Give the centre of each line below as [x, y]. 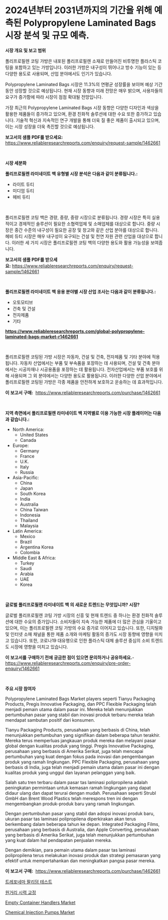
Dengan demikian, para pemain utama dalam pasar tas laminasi [71, 850]
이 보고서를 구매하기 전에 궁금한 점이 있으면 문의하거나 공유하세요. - [70, 657]
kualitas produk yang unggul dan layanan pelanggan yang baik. [71, 773]
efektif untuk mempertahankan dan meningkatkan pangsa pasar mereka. [80, 861]
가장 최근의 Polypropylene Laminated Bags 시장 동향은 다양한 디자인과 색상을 [82, 107]
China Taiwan [34, 509]
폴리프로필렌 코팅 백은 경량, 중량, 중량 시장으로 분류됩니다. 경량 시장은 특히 [78, 217]
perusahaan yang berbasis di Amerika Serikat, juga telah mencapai [74, 751]
